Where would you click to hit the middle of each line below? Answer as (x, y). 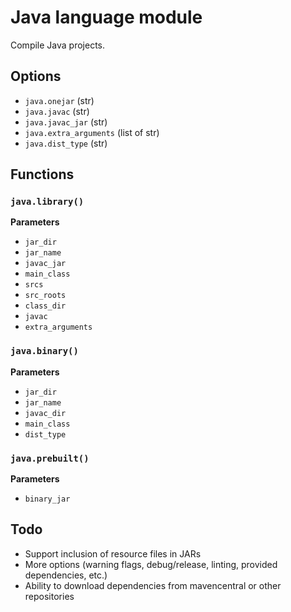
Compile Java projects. (58, 45)
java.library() (47, 202)
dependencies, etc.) (66, 575)
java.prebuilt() (50, 458)
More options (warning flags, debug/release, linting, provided (151, 564)
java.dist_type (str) (66, 143)
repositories (49, 596)
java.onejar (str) (59, 100)
